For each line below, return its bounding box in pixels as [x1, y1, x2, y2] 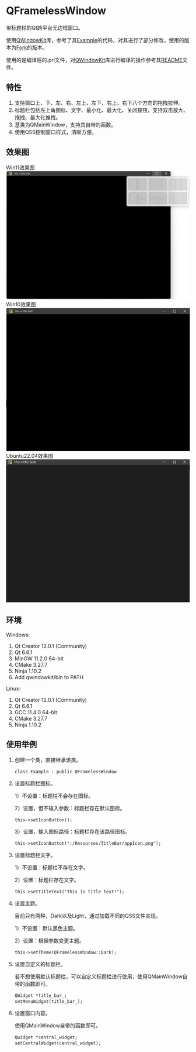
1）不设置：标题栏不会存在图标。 [14, 792, 94, 799]
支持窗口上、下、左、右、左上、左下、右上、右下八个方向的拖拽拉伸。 [14, 99, 184, 106]
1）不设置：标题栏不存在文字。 [14, 863, 89, 871]
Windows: [6, 631, 30, 638]
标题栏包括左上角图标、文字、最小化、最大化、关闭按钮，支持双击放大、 [14, 107, 188, 114]
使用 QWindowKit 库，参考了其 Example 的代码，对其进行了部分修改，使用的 [6, 36, 185, 43]
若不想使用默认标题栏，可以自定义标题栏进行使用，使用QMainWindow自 [14, 973, 188, 980]
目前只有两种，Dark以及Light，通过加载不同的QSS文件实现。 [14, 912, 162, 919]
